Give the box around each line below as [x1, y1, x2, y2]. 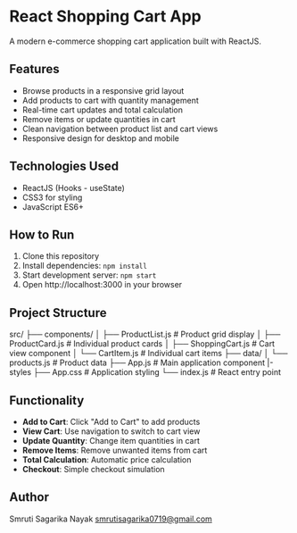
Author [9, 489, 49, 505]
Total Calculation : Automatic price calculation [21, 454, 192, 465]
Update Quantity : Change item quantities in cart [21, 436, 201, 446]
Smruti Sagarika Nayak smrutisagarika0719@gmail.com [9, 513, 212, 524]
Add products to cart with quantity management [21, 95, 199, 105]
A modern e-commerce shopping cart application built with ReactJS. [9, 36, 261, 46]
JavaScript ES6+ [21, 201, 85, 212]
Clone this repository [21, 251, 100, 262]
